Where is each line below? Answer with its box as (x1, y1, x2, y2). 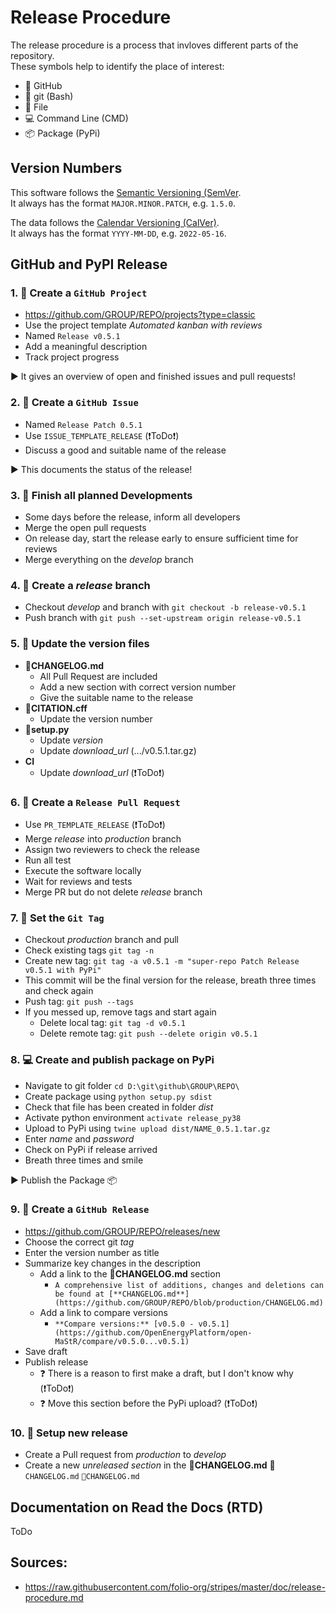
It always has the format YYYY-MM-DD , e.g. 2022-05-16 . (10, 227, 227, 239)
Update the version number (39, 712, 153, 725)
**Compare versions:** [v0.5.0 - (54, 1319, 195, 1329)
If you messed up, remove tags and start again (24, 1006, 217, 1018)
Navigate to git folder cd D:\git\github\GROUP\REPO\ (24, 1079, 240, 1091)
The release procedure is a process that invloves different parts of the (10, 39, 299, 51)
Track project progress (24, 351, 120, 363)
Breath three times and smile (24, 1154, 144, 1166)
